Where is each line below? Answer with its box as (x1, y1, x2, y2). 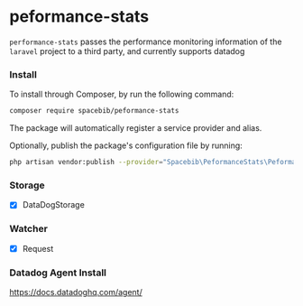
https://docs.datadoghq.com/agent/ (9, 287, 142, 297)
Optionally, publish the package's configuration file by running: (9, 140, 243, 151)
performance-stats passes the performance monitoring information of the (9, 36, 282, 47)
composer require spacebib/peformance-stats (9, 107, 179, 116)
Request (22, 243, 54, 254)
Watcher (9, 223, 48, 236)
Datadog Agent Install (9, 266, 106, 279)
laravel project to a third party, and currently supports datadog (9, 45, 245, 56)
